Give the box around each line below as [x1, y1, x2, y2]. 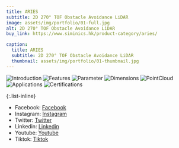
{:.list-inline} [6, 92, 36, 99]
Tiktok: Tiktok [14, 135, 49, 143]
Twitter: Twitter [14, 116, 52, 124]
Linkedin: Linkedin [14, 122, 59, 130]
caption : [6, 42, 28, 48]
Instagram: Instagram [14, 110, 67, 117]
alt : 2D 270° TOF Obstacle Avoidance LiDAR [6, 25, 116, 32]
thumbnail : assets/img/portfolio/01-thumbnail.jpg [11, 58, 139, 64]
